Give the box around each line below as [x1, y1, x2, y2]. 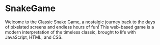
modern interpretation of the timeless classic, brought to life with [5, 29, 136, 35]
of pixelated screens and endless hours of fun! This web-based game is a [5, 24, 154, 30]
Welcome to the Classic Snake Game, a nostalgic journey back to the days [5, 19, 156, 25]
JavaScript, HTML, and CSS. [5, 34, 63, 40]
